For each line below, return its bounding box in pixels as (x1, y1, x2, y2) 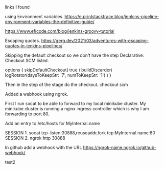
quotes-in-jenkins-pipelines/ (5, 43, 63, 48)
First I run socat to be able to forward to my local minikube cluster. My (5, 101, 146, 106)
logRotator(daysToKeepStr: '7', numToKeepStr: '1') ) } (5, 72, 112, 78)
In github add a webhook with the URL (5, 145, 82, 150)
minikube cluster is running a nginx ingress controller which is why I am (5, 106, 149, 111)
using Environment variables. (5, 14, 64, 19)
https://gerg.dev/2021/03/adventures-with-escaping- (41, 38, 149, 43)
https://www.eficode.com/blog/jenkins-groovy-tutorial (5, 28, 115, 34)
